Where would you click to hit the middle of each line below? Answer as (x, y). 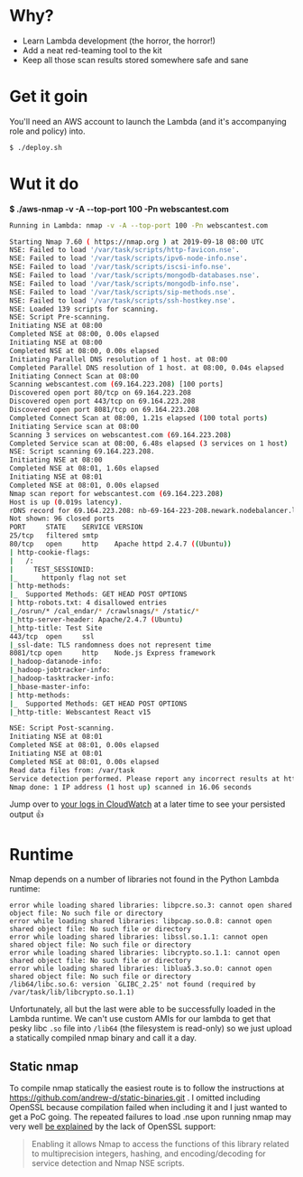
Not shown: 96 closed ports (62, 519)
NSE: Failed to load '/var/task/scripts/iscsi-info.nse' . (120, 267)
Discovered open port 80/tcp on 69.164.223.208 (101, 393)
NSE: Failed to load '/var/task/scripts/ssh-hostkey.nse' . (123, 300)
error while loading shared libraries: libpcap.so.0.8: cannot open (141, 921)
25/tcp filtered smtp (54, 536)
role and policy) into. (47, 131)
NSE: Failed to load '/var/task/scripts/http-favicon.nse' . (125, 250)
